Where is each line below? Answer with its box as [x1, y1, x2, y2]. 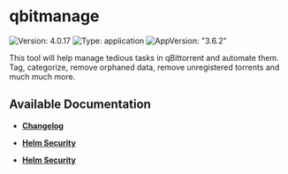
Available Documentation [9, 97, 152, 112]
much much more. [9, 71, 76, 81]
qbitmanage [9, 6, 100, 26]
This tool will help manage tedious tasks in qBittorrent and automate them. [9, 52, 280, 63]
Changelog [21, 120, 64, 131]
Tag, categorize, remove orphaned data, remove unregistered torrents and [9, 62, 280, 72]
